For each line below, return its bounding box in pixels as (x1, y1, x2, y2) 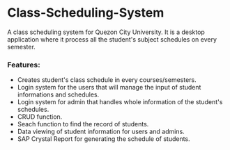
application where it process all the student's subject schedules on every (7, 35, 217, 43)
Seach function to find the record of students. (17, 120, 149, 128)
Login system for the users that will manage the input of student (17, 83, 201, 92)
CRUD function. (17, 112, 63, 121)
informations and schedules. (17, 90, 100, 99)
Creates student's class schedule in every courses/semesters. (17, 76, 197, 84)
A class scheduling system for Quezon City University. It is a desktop (7, 28, 206, 36)
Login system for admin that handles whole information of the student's (17, 98, 223, 106)
